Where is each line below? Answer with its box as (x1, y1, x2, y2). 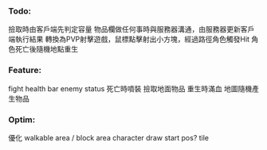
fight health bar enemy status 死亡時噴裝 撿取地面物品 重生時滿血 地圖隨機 (8, 83, 253, 93)
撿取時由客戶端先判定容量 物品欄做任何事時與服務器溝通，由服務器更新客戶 (8, 25, 255, 34)
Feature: (8, 65, 42, 76)
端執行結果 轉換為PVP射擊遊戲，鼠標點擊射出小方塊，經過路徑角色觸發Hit (8, 34, 249, 44)
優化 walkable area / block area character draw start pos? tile (8, 133, 210, 142)
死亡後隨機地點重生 (14, 44, 78, 54)
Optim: (8, 113, 36, 125)
